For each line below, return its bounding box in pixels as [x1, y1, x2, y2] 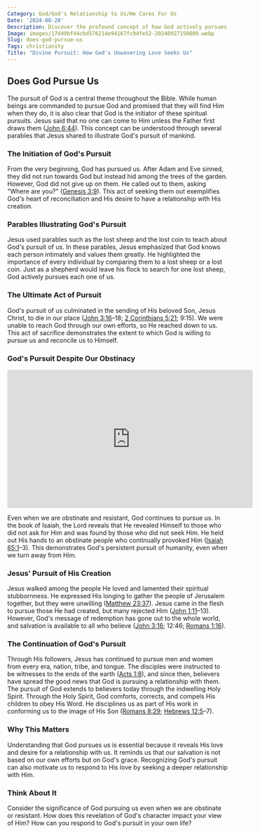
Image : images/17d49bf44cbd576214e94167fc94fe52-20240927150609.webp [7, 29, 215, 37]
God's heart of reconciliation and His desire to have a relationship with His [7, 194, 221, 203]
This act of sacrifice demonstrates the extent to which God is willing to [7, 328, 212, 337]
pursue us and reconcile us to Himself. [7, 336, 118, 344]
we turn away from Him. [7, 551, 77, 559]
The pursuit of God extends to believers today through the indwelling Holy [7, 685, 221, 693]
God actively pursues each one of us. [7, 273, 116, 281]
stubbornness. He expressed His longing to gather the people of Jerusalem [7, 592, 225, 600]
